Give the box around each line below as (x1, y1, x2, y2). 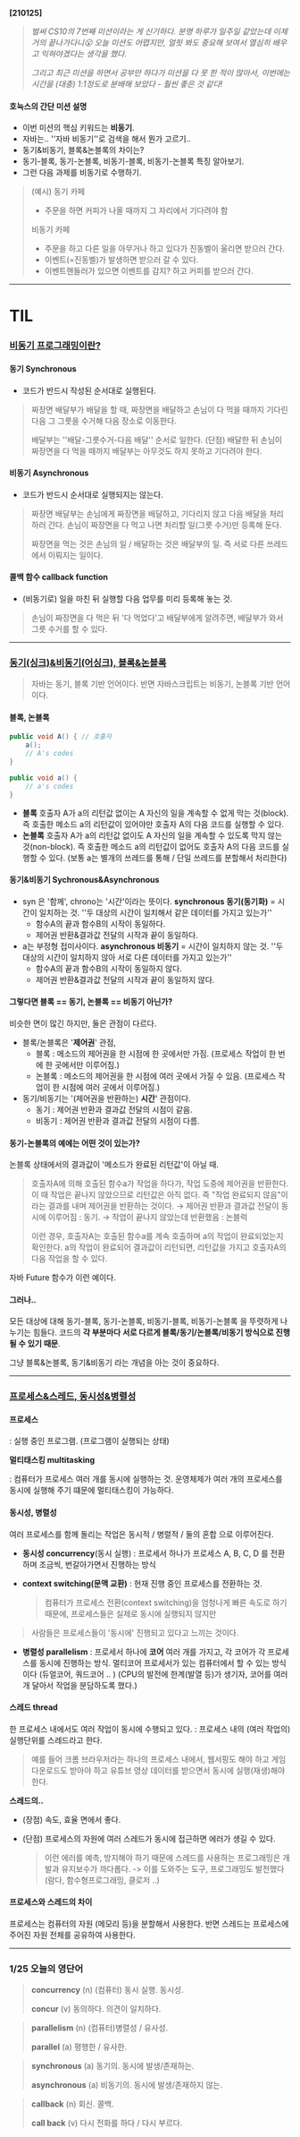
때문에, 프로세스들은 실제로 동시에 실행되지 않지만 (44, 1608, 217, 1619)
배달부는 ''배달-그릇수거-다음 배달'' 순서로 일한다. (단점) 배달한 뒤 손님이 (30, 434, 283, 445)
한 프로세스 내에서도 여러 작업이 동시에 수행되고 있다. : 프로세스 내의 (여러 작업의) (9, 1723, 291, 1734)
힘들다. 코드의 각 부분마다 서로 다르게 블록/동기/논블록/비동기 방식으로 (32, 1327, 274, 1338)
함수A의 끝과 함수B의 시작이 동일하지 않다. (35, 962, 183, 974)
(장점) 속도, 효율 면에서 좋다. (21, 1814, 121, 1825)
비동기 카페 (30, 224, 71, 235)
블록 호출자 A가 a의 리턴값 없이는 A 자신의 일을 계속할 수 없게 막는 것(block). (21, 808, 289, 818)
